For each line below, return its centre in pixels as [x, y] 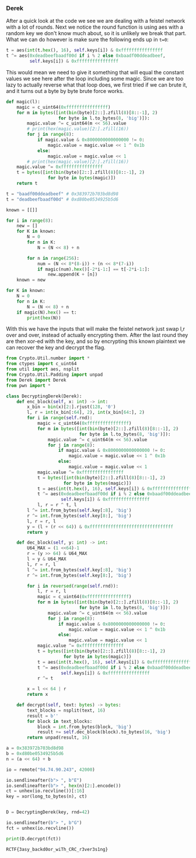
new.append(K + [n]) [73, 274]
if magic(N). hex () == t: [47, 312]
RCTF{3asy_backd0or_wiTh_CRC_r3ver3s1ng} [57, 849]
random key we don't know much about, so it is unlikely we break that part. [96, 33]
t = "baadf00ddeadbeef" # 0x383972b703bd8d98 [62, 194]
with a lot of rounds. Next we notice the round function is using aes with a [95, 27]
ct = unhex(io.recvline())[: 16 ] [45, 791]
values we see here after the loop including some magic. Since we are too [95, 78]
